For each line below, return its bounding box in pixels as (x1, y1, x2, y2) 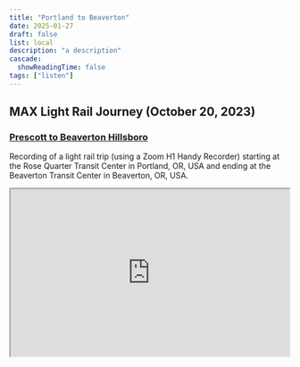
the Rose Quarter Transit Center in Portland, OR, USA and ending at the (9, 161, 271, 171)
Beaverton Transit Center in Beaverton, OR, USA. (9, 171, 189, 181)
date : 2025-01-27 (9, 21, 74, 30)
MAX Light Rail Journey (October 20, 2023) (9, 104, 256, 120)
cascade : (9, 54, 42, 63)
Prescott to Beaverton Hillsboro (9, 131, 149, 144)
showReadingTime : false (17, 63, 105, 72)
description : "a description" (9, 46, 122, 55)
